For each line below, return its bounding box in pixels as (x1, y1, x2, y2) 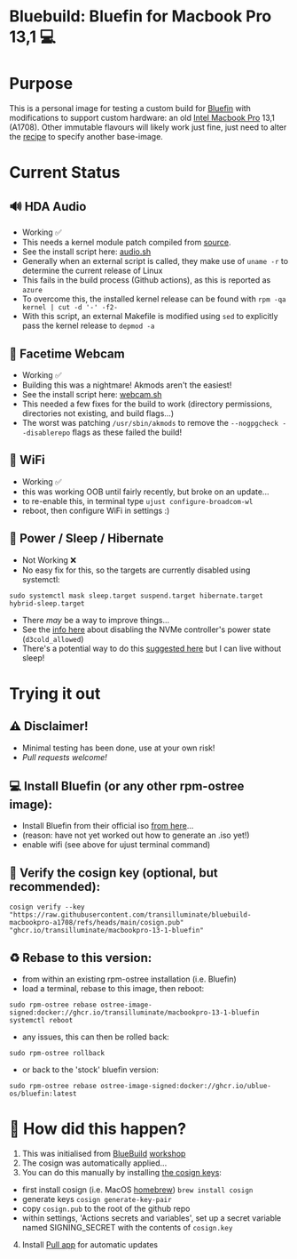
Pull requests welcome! (21, 751, 108, 762)
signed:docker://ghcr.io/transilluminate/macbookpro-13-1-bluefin (9, 1008, 260, 1017)
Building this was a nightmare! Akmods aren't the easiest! (21, 380, 232, 390)
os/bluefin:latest (9, 1089, 77, 1098)
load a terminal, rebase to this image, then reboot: (21, 983, 205, 993)
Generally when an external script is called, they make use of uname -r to (21, 256, 289, 267)
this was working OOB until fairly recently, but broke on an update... (21, 486, 270, 497)
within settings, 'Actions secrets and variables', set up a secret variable (21, 1212, 282, 1223)
